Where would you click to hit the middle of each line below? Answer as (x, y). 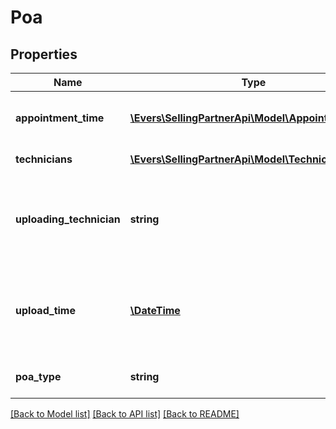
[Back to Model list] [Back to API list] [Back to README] (125, 414)
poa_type (38, 376)
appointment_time (60, 118)
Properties (44, 54)
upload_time (45, 310)
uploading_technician (68, 219)
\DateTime (155, 310)
